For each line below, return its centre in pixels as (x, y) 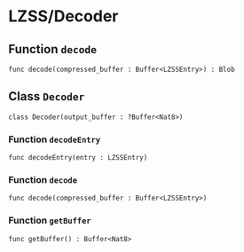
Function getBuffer (50, 221)
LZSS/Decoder (63, 16)
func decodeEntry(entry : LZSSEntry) (78, 158)
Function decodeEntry (55, 139)
